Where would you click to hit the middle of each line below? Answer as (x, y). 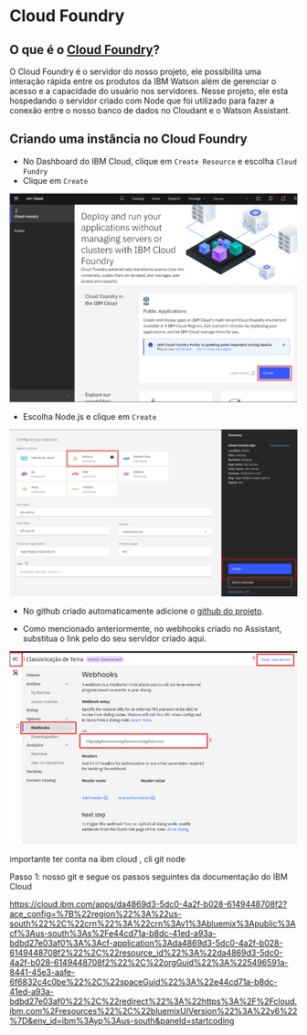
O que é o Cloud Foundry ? (85, 50)
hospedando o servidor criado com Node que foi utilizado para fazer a (142, 101)
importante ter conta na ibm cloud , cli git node (97, 859)
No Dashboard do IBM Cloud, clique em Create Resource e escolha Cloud (159, 161)
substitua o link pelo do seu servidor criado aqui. (115, 638)
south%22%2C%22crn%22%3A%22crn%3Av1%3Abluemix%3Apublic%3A (153, 923)
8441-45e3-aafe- (42, 972)
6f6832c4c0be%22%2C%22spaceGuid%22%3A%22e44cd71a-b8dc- (143, 982)
